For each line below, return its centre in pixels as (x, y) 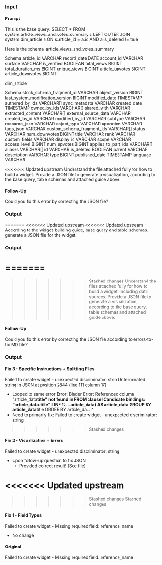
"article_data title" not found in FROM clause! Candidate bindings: (79, 399)
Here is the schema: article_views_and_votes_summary (59, 49)
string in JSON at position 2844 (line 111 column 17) (56, 385)
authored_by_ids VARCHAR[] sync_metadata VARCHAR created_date (74, 103)
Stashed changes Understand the (123, 281)
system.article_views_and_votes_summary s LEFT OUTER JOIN (68, 35)
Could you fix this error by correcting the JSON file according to (69, 339)
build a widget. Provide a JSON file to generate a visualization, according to (80, 175)
